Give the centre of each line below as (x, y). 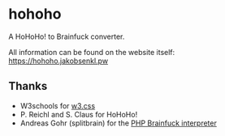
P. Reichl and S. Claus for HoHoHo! (79, 114)
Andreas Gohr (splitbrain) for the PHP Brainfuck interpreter (118, 123)
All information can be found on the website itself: (92, 52)
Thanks (28, 86)
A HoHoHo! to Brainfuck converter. (67, 36)
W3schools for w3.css (58, 105)
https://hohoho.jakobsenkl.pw (58, 61)
